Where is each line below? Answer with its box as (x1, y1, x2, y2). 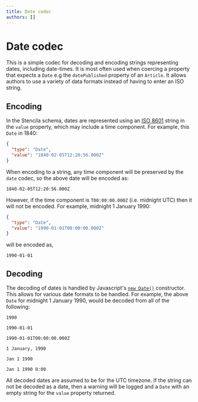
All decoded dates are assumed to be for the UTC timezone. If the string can (6, 377, 192, 384)
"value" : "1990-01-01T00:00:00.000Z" (11, 225, 105, 231)
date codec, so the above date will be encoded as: (6, 174, 129, 181)
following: (6, 303, 30, 310)
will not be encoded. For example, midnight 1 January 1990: (6, 202, 151, 210)
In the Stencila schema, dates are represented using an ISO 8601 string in (6, 117, 185, 124)
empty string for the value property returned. (6, 390, 116, 397)
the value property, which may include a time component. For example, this (6, 124, 190, 131)
